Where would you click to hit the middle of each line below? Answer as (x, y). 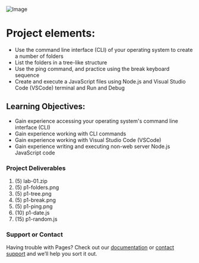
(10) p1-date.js (32, 213)
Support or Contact (35, 234)
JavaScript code (35, 153)
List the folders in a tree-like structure (61, 62)
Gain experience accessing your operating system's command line (96, 121)
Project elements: (51, 33)
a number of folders (39, 56)
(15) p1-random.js (36, 219)
